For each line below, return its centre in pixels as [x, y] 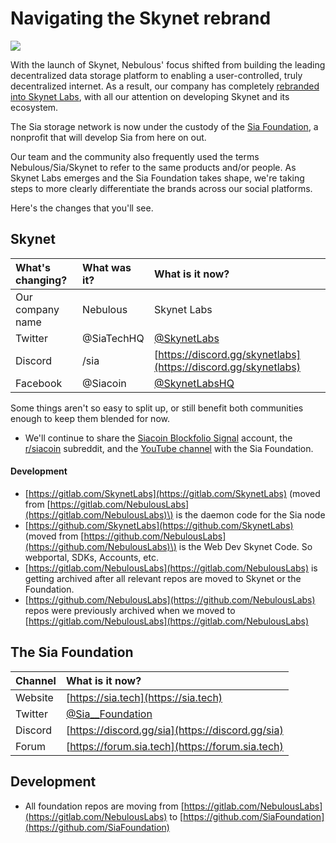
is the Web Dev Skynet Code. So [245, 546]
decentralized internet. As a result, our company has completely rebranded [165, 86]
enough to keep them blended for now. [90, 418]
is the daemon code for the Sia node [250, 514]
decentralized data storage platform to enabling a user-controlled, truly [156, 75]
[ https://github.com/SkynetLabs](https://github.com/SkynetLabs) [159, 525]
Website [34, 697]
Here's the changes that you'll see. [82, 208]
